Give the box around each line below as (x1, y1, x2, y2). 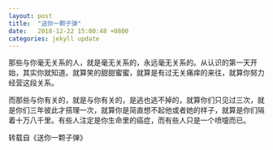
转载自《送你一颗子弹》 (8, 133, 87, 143)
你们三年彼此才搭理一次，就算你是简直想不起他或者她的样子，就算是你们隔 (15, 105, 265, 115)
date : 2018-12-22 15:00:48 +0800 (8, 27, 129, 35)
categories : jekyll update (8, 34, 100, 43)
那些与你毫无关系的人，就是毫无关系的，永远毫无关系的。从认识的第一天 (8, 58, 250, 67)
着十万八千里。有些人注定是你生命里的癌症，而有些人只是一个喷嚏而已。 (8, 115, 250, 126)
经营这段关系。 (8, 78, 58, 88)
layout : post (8, 11, 53, 20)
